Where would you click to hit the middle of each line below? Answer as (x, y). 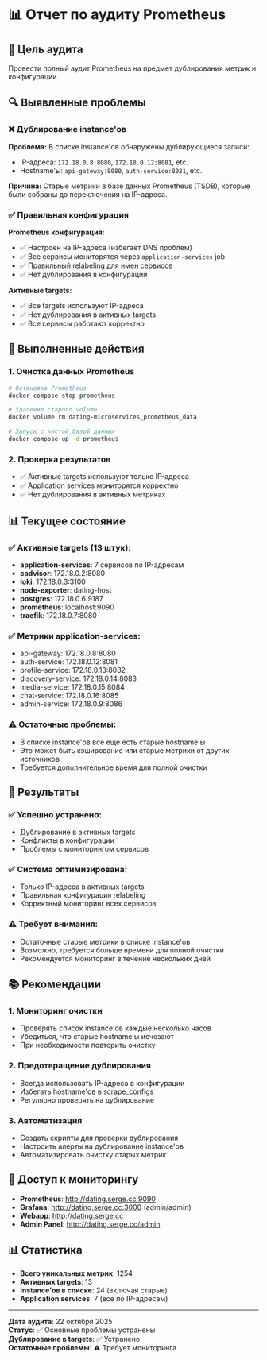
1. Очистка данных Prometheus (72, 372)
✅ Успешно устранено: (55, 814)
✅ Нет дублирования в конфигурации (83, 274)
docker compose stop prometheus (62, 396)
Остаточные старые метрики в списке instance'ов (105, 941)
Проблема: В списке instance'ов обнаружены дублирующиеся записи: (129, 146)
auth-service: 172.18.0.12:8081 (68, 662)
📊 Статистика (45, 1250)
